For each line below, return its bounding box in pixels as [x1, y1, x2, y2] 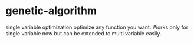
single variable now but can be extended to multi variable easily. [5, 29, 162, 37]
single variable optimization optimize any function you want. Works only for [5, 24, 189, 31]
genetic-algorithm [5, 4, 97, 18]
